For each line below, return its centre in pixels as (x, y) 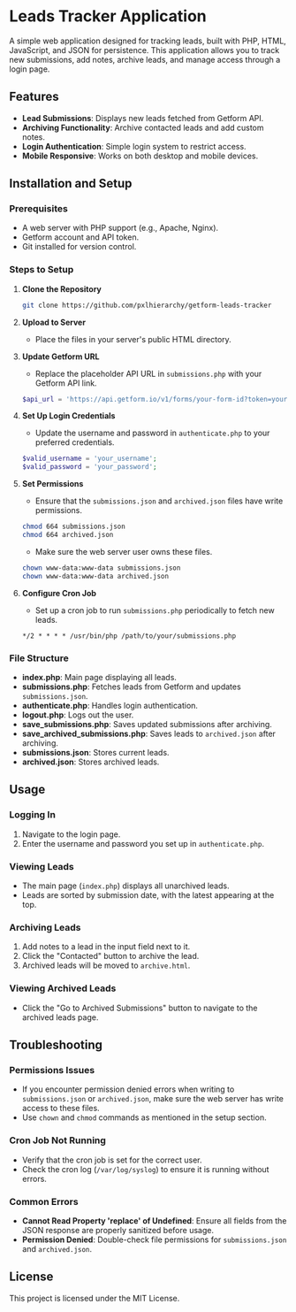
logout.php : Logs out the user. (78, 715)
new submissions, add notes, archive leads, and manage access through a (145, 59)
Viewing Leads (42, 866)
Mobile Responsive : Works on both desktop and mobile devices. (140, 156)
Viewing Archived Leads (63, 988)
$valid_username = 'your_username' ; (89, 459)
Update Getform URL (61, 357)
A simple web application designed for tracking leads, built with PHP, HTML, (148, 41)
